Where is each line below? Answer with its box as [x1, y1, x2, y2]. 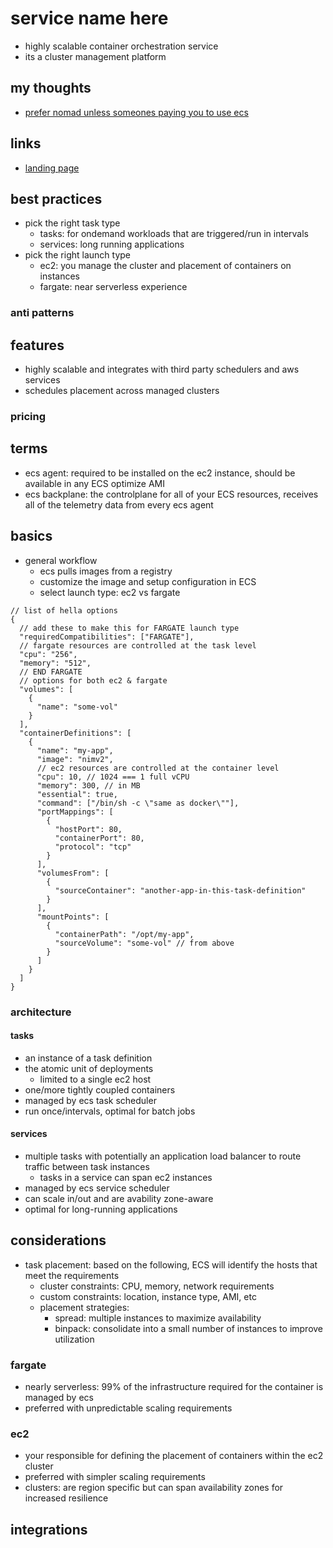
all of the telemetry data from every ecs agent [24, 498, 214, 511]
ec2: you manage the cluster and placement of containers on [39, 260, 292, 272]
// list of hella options [10, 605, 118, 616]
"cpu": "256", [19, 649, 78, 659]
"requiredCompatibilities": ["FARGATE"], [19, 632, 195, 642]
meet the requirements [24, 1269, 120, 1281]
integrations [10, 1521, 88, 1538]
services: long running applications [39, 238, 185, 251]
